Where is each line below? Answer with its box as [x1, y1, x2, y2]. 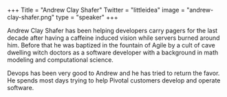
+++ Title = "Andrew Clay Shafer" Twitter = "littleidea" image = [7, 6, 186, 14]
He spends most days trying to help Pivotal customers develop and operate [7, 76, 221, 85]
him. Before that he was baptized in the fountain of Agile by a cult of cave [7, 41, 215, 49]
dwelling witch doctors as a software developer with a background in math [7, 48, 219, 56]
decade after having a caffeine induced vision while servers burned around [7, 34, 220, 42]
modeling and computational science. [7, 56, 113, 64]
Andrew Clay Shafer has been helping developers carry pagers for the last [7, 27, 218, 34]
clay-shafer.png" [7, 13, 55, 21]
